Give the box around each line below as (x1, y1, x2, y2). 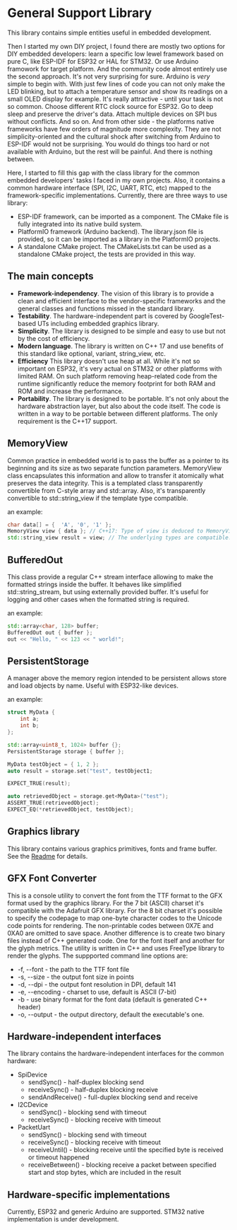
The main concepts (7, 270, 94, 282)
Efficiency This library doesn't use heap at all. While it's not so (17, 356, 200, 365)
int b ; (20, 722, 39, 729)
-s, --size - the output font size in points (17, 973, 135, 981)
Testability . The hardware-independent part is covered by (17, 311, 188, 320)
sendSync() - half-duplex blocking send (28, 1078, 145, 1086)
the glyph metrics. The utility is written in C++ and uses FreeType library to (7, 944, 224, 952)
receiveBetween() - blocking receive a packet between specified (28, 1161, 217, 1169)
